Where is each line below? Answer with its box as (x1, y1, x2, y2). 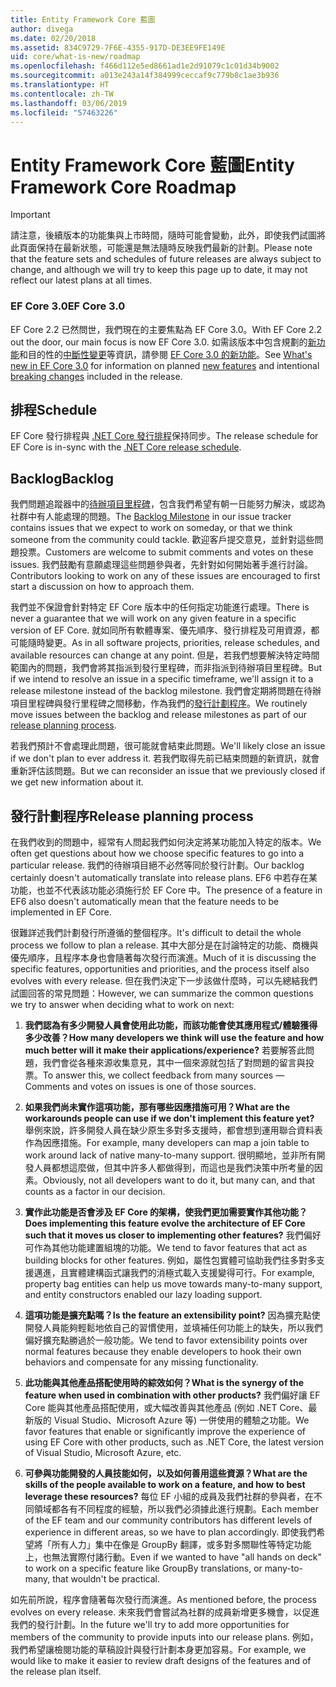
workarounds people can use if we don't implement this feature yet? (24, 1112, 315, 1125)
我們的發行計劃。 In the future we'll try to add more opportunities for (10, 1619, 290, 1631)
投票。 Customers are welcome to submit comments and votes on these (18, 546, 314, 558)
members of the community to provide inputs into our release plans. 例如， (10, 1631, 319, 1643)
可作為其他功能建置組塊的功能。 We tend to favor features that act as (24, 1242, 308, 1254)
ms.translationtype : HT (10, 80, 110, 90)
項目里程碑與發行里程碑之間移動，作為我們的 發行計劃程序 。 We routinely (10, 697, 308, 710)
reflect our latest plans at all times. (10, 274, 153, 286)
